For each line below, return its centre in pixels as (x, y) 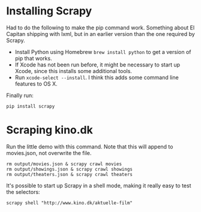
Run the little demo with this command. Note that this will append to (90, 146)
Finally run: (20, 95)
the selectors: (23, 192)
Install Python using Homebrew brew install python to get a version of (103, 52)
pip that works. (33, 58)
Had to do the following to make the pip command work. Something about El (100, 28)
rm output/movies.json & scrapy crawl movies (64, 164)
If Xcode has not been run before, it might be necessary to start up (97, 65)
